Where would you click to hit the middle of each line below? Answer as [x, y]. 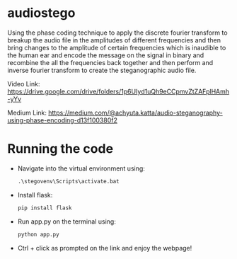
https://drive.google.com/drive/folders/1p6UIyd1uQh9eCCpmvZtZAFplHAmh [118, 91]
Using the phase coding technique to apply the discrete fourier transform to [117, 33]
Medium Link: [27, 113]
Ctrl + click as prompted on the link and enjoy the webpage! [105, 248]
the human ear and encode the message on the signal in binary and [106, 55]
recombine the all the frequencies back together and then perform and [110, 62]
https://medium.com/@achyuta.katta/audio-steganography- [135, 113]
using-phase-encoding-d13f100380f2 [63, 120]
